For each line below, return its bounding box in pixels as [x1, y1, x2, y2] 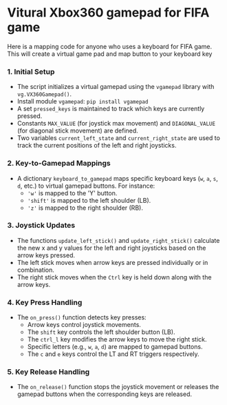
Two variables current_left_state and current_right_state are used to [17, 134, 220, 142]
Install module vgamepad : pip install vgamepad [17, 97, 149, 106]
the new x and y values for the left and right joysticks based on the [17, 244, 206, 252]
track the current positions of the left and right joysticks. [17, 141, 177, 150]
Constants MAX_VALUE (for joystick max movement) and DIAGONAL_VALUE [17, 119, 215, 128]
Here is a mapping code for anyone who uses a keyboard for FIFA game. [7, 42, 213, 50]
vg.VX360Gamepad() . [17, 90, 72, 98]
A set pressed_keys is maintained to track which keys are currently [17, 105, 205, 113]
